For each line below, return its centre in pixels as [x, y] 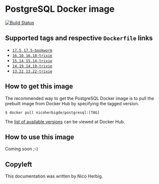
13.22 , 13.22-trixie [32, 71]
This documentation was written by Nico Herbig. [54, 176]
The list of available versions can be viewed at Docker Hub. [65, 122]
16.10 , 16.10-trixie [32, 55]
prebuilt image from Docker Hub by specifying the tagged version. [72, 103]
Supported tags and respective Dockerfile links [79, 38]
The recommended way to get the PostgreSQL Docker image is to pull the [80, 98]
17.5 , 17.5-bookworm [32, 50]
